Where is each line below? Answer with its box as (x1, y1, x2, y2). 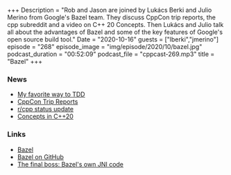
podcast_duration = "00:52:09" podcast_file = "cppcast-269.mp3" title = (7, 50, 215, 58)
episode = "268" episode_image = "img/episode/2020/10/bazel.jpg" (7, 43, 203, 50)
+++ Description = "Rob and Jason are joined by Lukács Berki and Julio (7, 6, 212, 14)
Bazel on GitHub (17, 152, 65, 161)
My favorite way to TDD (17, 90, 85, 99)
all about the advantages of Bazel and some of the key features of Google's (7, 28, 223, 36)
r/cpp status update (17, 105, 74, 113)
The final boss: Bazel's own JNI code (17, 160, 123, 168)
